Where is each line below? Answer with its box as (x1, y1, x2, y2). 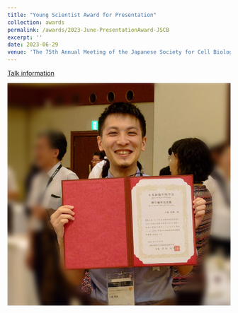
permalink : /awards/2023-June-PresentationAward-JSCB (7, 26, 170, 33)
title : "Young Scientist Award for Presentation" (7, 11, 157, 18)
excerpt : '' (7, 34, 42, 41)
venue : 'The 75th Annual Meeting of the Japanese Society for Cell (7, 49, 211, 56)
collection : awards (7, 18, 65, 26)
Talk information (7, 69, 55, 77)
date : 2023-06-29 (7, 41, 59, 49)
